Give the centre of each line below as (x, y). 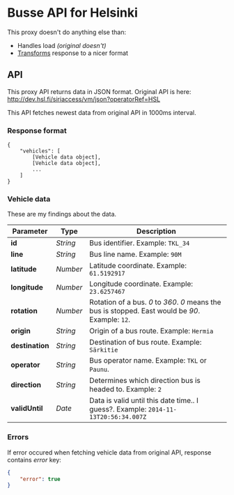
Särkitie (104, 350)
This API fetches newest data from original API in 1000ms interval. (102, 112)
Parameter (30, 231)
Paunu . (99, 369)
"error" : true (40, 479)
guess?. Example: (118, 409)
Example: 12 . (110, 320)
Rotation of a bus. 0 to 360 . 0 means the (155, 302)
